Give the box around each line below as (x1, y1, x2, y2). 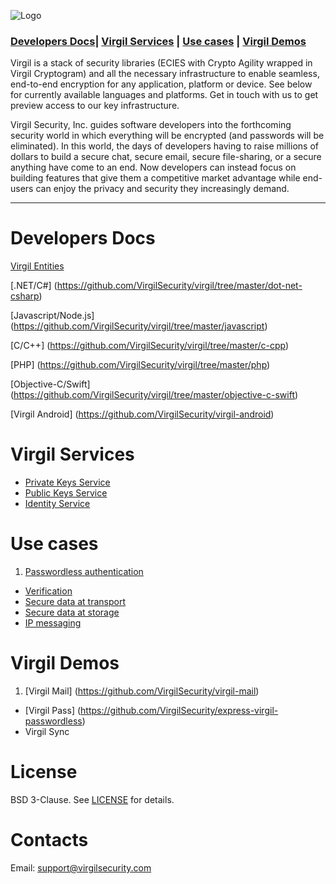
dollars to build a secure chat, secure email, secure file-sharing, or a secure (10, 151, 322, 163)
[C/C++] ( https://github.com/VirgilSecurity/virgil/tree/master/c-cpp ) (10, 340, 290, 352)
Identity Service (24, 498, 91, 510)
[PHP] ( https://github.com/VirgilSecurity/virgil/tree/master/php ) (10, 359, 271, 371)
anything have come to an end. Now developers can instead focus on (10, 161, 297, 174)
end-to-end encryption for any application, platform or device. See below (10, 78, 313, 90)
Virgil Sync (24, 726, 70, 738)
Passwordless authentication (24, 566, 144, 578)
